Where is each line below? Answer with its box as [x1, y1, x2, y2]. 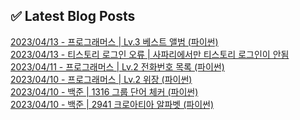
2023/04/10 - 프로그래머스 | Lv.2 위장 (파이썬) [10, 73, 193, 85]
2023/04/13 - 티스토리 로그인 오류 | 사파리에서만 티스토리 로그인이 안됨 [10, 48, 290, 60]
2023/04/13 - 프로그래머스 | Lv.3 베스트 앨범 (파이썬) [10, 35, 219, 48]
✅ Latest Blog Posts [10, 8, 136, 25]
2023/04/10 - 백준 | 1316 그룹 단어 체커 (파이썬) [10, 85, 199, 98]
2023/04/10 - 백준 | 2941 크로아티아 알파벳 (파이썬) [10, 98, 215, 110]
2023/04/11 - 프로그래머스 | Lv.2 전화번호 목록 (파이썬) [10, 60, 225, 73]
